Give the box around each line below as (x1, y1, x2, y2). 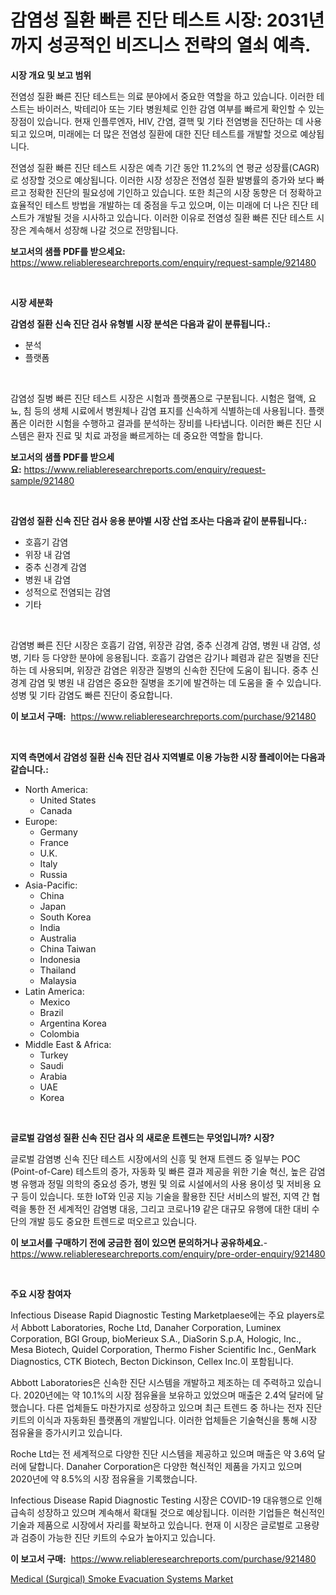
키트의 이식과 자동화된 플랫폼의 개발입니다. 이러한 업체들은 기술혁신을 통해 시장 (10, 1414, 318, 1426)
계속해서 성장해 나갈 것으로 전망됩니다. (28, 224, 179, 236)
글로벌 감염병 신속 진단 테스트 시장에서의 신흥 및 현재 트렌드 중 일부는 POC (10, 1152, 301, 1165)
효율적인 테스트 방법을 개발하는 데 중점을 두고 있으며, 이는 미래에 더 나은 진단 (10, 199, 309, 211)
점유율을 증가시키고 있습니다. (10, 1426, 123, 1438)
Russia (39, 868, 68, 880)
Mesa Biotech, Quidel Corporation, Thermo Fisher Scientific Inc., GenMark (10, 1343, 317, 1355)
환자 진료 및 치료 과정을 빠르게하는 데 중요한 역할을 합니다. (36, 429, 264, 441)
